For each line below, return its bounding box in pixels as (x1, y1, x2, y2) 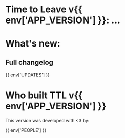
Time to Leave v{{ (5, 4, 83, 15)
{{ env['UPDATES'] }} (5, 72, 50, 78)
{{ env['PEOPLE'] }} (5, 127, 47, 133)
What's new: (5, 38, 60, 50)
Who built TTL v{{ (5, 89, 83, 101)
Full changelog (5, 58, 54, 67)
